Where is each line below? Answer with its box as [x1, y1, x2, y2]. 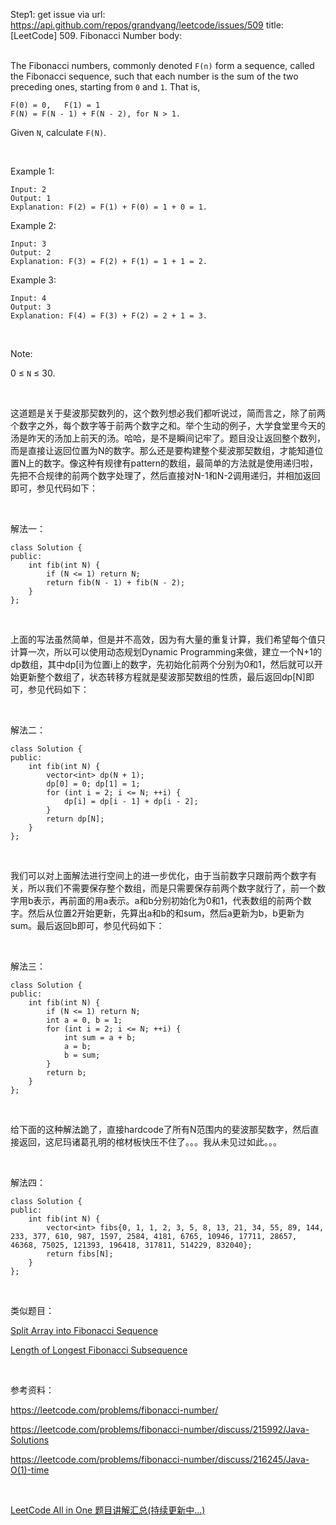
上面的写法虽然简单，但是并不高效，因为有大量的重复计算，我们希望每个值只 [10, 634, 326, 645]
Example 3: [10, 274, 57, 286]
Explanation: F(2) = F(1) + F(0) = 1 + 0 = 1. [10, 202, 208, 212]
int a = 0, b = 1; [46, 1015, 123, 1025]
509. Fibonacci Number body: [59, 30, 183, 41]
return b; [46, 1068, 87, 1078]
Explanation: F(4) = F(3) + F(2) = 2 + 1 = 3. [10, 311, 208, 321]
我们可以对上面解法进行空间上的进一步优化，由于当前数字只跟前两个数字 [10, 870, 308, 881]
